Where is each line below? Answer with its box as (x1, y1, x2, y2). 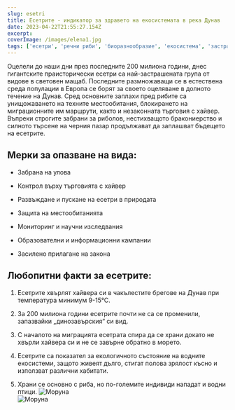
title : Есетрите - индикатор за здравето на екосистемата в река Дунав (7, 17, 220, 24)
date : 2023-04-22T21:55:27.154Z (7, 23, 101, 30)
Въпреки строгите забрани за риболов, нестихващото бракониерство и (7, 114, 222, 123)
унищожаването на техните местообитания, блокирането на (7, 100, 188, 107)
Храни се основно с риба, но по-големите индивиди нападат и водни (17, 380, 226, 388)
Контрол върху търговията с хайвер (17, 182, 126, 190)
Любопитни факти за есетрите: (7, 270, 152, 282)
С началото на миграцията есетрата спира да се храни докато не (17, 330, 215, 339)
